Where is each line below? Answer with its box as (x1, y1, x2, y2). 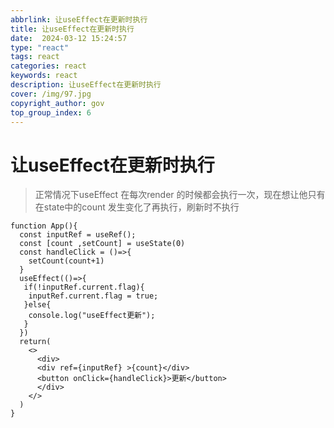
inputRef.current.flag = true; (28, 291, 159, 301)
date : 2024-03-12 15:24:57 (10, 33, 128, 43)
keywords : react (10, 71, 78, 81)
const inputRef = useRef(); (19, 230, 137, 240)
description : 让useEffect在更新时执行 (10, 80, 162, 90)
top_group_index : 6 (10, 107, 92, 118)
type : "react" (10, 42, 70, 53)
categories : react (10, 61, 87, 71)
